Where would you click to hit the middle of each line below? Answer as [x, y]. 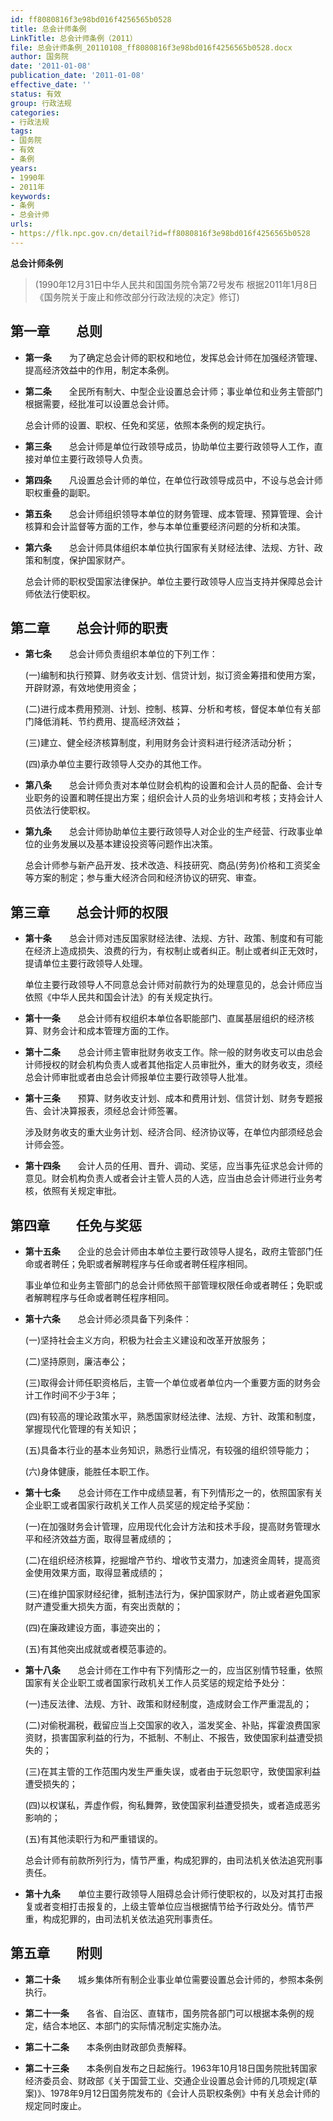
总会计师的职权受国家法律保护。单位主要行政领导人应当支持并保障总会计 [173, 581]
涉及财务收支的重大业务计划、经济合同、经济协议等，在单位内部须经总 [169, 1132]
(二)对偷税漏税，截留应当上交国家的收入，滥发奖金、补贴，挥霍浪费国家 [173, 1725]
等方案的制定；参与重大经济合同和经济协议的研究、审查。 [143, 878]
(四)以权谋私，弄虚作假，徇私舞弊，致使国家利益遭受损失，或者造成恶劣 [173, 1805]
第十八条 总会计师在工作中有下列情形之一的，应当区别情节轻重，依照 [173, 1670]
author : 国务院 [39, 57]
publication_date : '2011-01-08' [77, 76]
